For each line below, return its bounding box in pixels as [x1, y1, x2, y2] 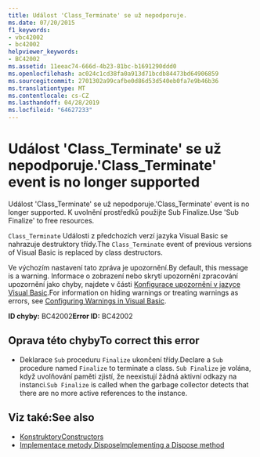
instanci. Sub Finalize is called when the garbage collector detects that [19, 379, 249, 389]
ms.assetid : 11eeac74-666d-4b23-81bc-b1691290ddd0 [8, 63, 177, 71]
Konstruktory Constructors [19, 432, 104, 441]
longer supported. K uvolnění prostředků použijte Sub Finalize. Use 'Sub [8, 207, 239, 216]
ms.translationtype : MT [8, 84, 86, 92]
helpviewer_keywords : [8, 48, 79, 56]
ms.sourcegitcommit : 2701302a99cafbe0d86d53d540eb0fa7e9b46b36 [8, 77, 219, 85]
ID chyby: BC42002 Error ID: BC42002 [8, 311, 133, 321]
